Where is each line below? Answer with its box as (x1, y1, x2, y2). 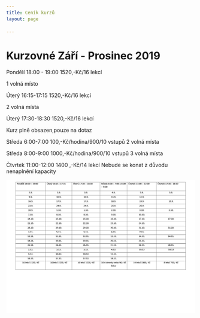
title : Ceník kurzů (6, 10, 55, 16)
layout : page (6, 16, 39, 22)
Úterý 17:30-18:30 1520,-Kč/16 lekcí (6, 115, 94, 122)
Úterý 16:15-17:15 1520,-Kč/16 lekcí (6, 92, 92, 99)
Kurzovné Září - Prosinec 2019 (6, 49, 160, 62)
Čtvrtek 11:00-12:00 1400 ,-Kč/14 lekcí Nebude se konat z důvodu (6, 162, 168, 169)
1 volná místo (6, 80, 38, 87)
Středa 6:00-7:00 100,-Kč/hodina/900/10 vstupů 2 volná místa (6, 138, 160, 146)
